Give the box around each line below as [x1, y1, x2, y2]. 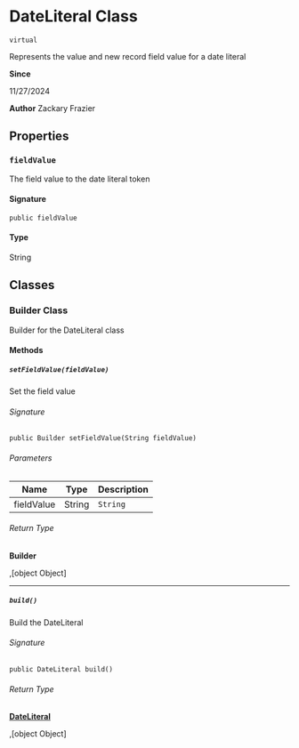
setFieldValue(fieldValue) [9, 365, 109, 374]
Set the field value [9, 386, 76, 397]
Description [97, 483, 149, 495]
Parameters [9, 453, 53, 463]
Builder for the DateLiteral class [9, 325, 125, 335]
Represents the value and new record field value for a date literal [9, 51, 246, 61]
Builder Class [9, 304, 69, 317]
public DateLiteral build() [9, 665, 114, 674]
